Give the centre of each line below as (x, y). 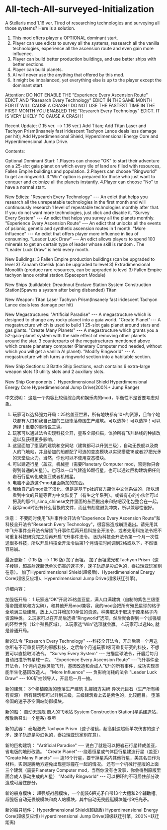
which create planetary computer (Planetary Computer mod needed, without (83, 346)
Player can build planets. (38, 69)
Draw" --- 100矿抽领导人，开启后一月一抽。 (50, 678)
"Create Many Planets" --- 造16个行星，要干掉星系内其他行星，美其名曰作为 (83, 757)
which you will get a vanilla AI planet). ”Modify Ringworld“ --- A (70, 351)
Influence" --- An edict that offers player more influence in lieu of (72, 233)
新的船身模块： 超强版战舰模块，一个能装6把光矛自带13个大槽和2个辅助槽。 (83, 793)
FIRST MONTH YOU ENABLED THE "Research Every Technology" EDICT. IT (83, 111)
